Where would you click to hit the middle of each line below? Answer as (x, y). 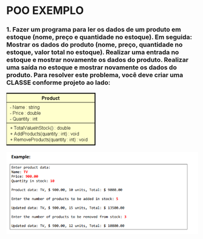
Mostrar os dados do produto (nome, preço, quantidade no (95, 45)
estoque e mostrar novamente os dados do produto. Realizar (98, 60)
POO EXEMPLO (45, 11)
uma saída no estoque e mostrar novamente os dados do (92, 67)
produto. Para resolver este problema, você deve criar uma (95, 75)
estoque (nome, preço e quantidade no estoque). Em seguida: (99, 37)
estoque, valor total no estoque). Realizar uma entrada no (93, 52)
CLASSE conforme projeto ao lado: (58, 82)
